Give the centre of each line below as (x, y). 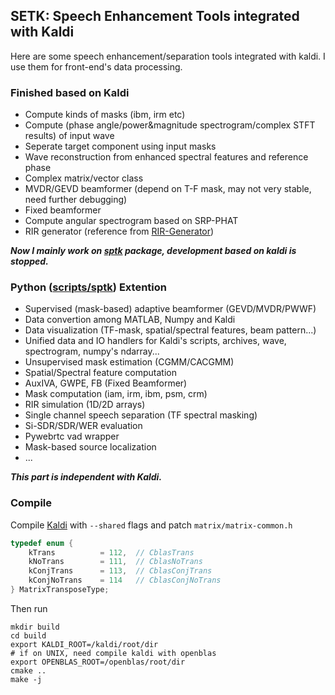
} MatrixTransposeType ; (60, 590)
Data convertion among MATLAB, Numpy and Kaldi (130, 320)
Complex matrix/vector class (84, 178)
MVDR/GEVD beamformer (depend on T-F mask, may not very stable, (168, 189)
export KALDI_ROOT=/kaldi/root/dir (84, 644)
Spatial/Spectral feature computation (100, 373)
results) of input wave (69, 136)
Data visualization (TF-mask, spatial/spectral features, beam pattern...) (170, 330)
